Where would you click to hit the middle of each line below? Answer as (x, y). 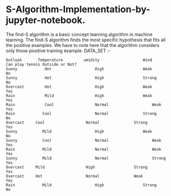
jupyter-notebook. (46, 20)
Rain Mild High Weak (79, 95)
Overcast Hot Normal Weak (75, 176)
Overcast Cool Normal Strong (77, 122)
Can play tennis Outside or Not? (41, 64)
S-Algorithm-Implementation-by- (78, 9)
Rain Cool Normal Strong (81, 113)
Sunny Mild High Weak (79, 131)
